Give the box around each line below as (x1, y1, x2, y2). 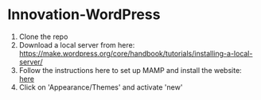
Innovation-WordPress (7, 6, 161, 24)
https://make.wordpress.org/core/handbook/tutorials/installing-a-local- (18, 48, 253, 58)
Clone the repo (18, 32, 68, 41)
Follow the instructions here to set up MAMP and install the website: (18, 65, 242, 75)
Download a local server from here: (18, 40, 135, 49)
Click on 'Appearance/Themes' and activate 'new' (18, 82, 183, 92)
